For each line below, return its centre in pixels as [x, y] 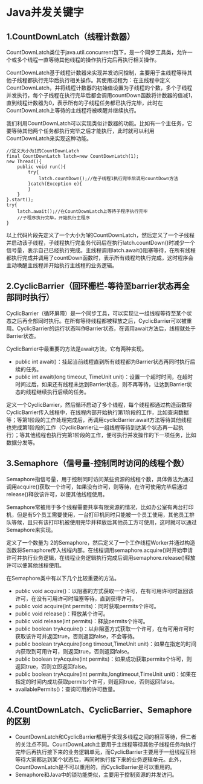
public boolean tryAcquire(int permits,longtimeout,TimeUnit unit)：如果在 [106, 674]
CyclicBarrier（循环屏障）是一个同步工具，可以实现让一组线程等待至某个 [97, 313]
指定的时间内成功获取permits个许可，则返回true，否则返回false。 [96, 681]
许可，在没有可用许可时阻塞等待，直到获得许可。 [76, 598]
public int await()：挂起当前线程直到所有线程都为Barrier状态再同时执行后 [105, 361]
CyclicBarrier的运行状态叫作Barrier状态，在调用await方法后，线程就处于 [106, 328]
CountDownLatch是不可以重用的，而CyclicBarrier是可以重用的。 [95, 767]
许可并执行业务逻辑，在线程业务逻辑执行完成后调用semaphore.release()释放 [101, 557]
